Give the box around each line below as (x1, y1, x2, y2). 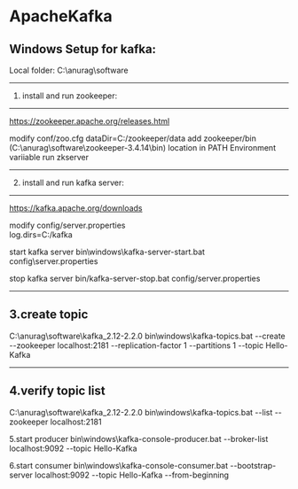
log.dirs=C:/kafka (9, 229, 73, 240)
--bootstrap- (230, 460, 277, 470)
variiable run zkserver (9, 152, 90, 162)
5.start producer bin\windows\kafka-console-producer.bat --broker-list (9, 433, 269, 444)
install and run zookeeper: (21, 90, 118, 101)
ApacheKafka (9, 6, 113, 27)
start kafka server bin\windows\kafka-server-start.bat (9, 246, 206, 257)
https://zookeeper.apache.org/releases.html (9, 116, 170, 126)
